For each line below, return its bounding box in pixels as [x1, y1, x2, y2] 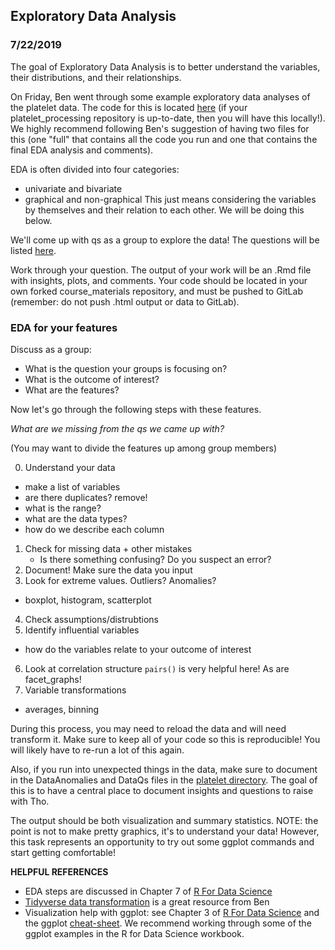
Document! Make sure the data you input [24, 564, 193, 576]
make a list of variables [24, 480, 121, 493]
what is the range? [24, 502, 102, 514]
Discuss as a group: [10, 343, 92, 355]
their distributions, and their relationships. [10, 71, 182, 83]
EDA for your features [10, 320, 118, 334]
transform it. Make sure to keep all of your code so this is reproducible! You [10, 733, 321, 745]
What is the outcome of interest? [24, 373, 160, 385]
